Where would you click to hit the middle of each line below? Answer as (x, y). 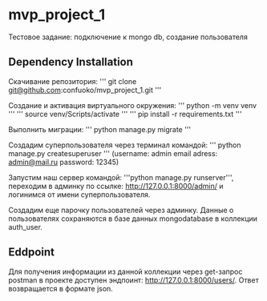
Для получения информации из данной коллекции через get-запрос (125, 271)
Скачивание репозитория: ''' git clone (73, 81)
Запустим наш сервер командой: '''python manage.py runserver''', (121, 177)
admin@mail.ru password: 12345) (64, 162)
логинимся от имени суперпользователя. (79, 195)
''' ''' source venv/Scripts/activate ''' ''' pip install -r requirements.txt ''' (125, 114)
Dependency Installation (71, 62)
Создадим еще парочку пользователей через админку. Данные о (121, 210)
